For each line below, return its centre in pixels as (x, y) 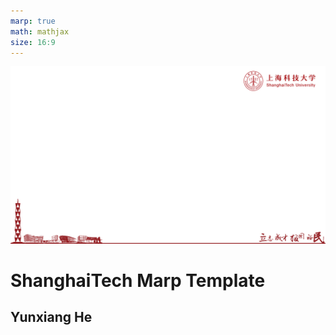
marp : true (33, 21)
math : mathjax (40, 31)
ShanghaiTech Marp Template (138, 281)
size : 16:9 (33, 42)
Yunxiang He (51, 317)
